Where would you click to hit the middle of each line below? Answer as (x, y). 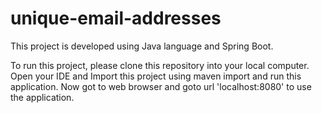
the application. (42, 97)
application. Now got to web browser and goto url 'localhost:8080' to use (161, 86)
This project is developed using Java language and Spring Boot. (142, 46)
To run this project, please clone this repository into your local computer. (160, 65)
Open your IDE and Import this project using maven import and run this (156, 76)
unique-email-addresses (116, 18)
